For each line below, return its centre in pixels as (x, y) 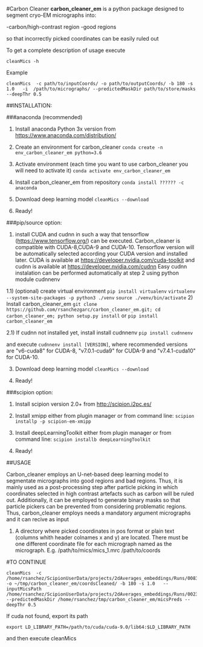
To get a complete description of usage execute (66, 50)
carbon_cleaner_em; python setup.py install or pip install (82, 316)
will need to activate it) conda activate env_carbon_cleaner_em (93, 171)
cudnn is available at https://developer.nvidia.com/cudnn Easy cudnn (101, 266)
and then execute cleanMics (41, 638)
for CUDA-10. (23, 357)
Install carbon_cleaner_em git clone (52, 304)
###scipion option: (30, 392)
